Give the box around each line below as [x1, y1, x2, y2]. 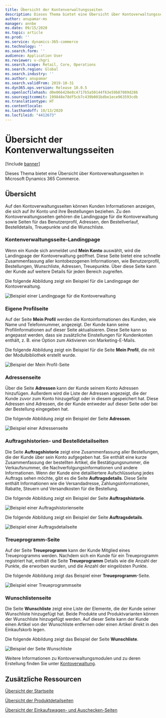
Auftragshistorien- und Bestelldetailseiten [5, 438, 109, 445]
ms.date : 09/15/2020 [5, 26, 48, 31]
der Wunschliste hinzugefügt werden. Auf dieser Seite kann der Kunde [5, 616, 149, 622]
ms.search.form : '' [5, 48, 45, 53]
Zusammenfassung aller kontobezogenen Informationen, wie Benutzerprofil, [5, 258, 161, 264]
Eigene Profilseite [5, 305, 48, 312]
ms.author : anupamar [5, 76, 48, 81]
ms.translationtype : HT [5, 99, 54, 104]
